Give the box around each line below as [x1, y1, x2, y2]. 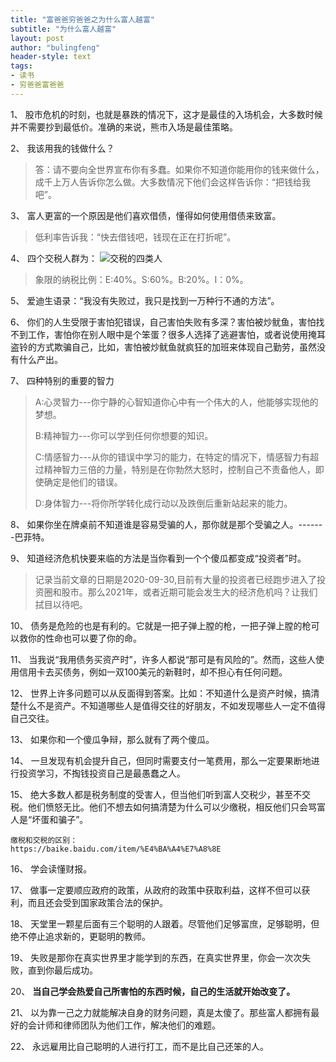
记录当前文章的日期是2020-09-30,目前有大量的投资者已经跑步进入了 [34, 573, 317, 585]
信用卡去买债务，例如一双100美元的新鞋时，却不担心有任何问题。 [18, 666, 288, 678]
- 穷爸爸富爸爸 [10, 80, 65, 90]
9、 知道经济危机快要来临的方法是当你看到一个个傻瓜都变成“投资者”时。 [10, 552, 307, 564]
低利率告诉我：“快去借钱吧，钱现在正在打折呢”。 [34, 231, 237, 243]
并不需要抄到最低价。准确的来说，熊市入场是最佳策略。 [10, 121, 238, 133]
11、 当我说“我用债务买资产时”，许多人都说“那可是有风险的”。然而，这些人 [10, 653, 316, 665]
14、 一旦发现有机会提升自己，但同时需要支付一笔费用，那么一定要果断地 [10, 754, 312, 766]
